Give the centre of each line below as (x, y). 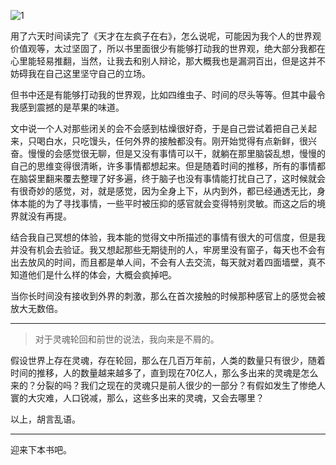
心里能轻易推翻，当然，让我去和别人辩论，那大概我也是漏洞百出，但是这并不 (168, 61)
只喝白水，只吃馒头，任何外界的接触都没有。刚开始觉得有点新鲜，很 (167, 141)
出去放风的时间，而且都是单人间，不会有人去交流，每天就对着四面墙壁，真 (163, 262)
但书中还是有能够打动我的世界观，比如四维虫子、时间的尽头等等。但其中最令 (168, 94)
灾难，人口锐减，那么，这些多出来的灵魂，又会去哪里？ (150, 398)
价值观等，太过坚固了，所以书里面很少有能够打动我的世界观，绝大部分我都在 (168, 48)
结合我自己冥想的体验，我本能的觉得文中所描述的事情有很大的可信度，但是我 (168, 237)
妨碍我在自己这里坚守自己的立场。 (80, 73)
